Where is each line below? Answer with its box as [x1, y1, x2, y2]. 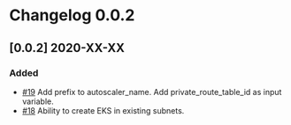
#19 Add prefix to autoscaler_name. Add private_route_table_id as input [21, 86, 282, 97]
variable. [21, 96, 55, 107]
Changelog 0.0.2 [9, 5, 135, 26]
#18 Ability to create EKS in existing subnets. [21, 105, 185, 115]
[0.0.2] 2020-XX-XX [9, 40, 126, 55]
